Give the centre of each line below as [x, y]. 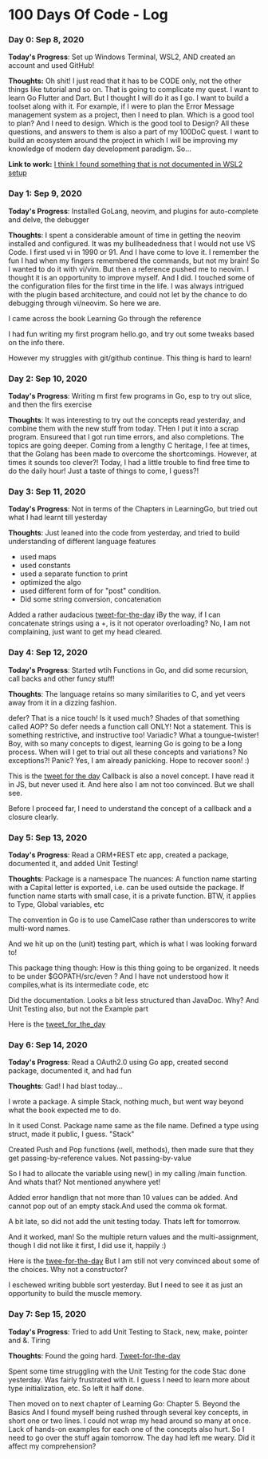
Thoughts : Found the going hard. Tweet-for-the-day [95, 1355]
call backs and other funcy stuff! [61, 678]
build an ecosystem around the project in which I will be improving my [123, 141]
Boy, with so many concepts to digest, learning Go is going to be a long [125, 743]
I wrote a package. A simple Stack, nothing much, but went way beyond [126, 1102]
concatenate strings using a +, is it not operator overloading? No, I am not [129, 623]
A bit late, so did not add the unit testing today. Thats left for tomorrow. [124, 1222]
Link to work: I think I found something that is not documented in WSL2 [126, 165]
